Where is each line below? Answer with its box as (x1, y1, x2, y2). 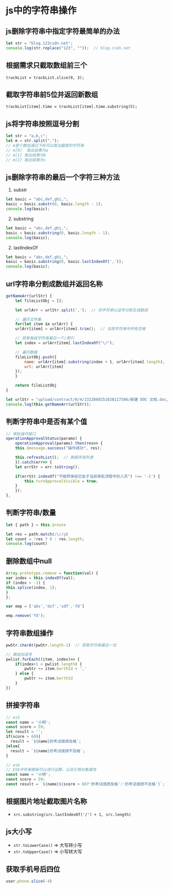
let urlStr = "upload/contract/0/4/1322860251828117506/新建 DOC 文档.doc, (6, 397, 169, 402)
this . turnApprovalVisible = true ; (24, 478, 98, 484)
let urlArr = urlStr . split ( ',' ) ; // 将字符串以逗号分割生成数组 (15, 307, 148, 313)
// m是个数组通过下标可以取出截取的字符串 (6, 143, 84, 148)
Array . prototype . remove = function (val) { (6, 571, 98, 576)
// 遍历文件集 (15, 317, 42, 322)
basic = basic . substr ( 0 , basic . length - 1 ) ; (6, 202, 103, 207)
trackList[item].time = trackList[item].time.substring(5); (6, 104, 138, 110)
